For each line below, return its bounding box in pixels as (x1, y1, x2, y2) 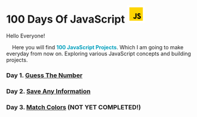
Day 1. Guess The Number (6, 71, 83, 79)
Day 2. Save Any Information (6, 87, 91, 95)
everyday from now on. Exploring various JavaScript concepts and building (6, 50, 191, 57)
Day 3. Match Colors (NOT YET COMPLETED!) (6, 103, 141, 111)
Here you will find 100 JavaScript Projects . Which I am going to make (11, 43, 184, 50)
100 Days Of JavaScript (6, 12, 125, 26)
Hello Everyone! (6, 32, 45, 39)
